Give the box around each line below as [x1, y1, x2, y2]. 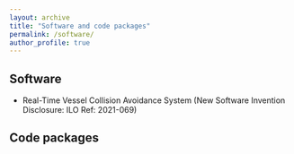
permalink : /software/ [9, 30, 94, 38]
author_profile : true [9, 38, 91, 47]
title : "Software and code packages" [9, 21, 151, 30]
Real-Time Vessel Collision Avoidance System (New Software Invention [22, 95, 286, 106]
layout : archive [9, 13, 70, 22]
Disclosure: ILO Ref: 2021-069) [22, 105, 138, 115]
